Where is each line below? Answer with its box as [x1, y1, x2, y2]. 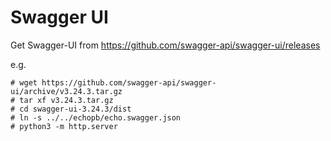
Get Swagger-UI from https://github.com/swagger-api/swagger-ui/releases [10, 39, 321, 51]
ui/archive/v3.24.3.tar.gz [10, 86, 123, 96]
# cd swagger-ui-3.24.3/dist [10, 104, 132, 114]
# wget [10, 77, 38, 88]
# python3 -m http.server [10, 121, 118, 131]
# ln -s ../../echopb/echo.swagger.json [10, 112, 182, 123]
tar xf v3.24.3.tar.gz [19, 95, 114, 105]
